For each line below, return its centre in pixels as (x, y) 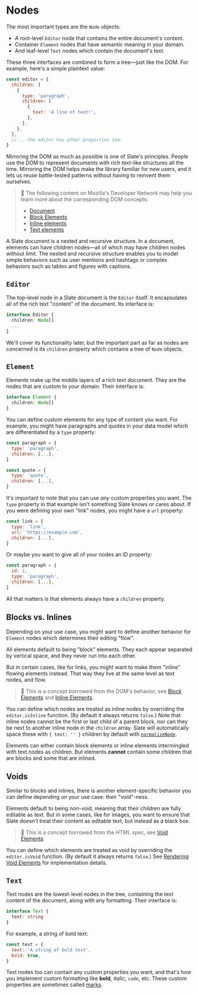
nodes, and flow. (26, 679)
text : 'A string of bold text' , (51, 950)
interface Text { (27, 911)
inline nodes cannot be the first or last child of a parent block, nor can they (97, 721)
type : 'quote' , (30, 476)
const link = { (25, 522)
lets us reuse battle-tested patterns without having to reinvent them (88, 176)
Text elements (47, 230)
